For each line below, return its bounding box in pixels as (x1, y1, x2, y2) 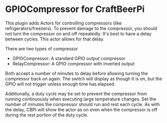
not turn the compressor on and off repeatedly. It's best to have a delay (5, 30, 152, 36)
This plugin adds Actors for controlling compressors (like (5, 20, 122, 26)
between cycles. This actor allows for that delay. (5, 36, 105, 42)
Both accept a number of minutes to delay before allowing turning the (5, 70, 148, 76)
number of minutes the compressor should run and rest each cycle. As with (5, 101, 160, 107)
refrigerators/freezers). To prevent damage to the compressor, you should (5, 25, 158, 31)
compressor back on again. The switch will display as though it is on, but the (5, 75, 163, 81)
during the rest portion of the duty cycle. (5, 111, 89, 118)
